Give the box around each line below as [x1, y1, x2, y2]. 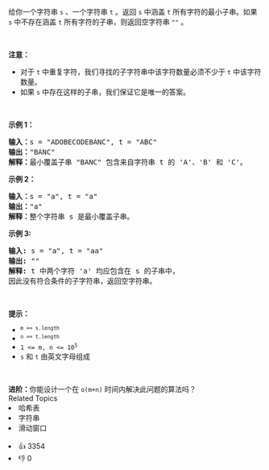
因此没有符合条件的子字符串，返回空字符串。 [8, 277, 157, 285]
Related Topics [8, 393, 58, 403]
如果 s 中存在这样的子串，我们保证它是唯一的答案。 [19, 87, 191, 97]
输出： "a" [8, 202, 43, 211]
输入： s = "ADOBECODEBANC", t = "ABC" [8, 138, 157, 147]
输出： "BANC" [8, 148, 56, 156]
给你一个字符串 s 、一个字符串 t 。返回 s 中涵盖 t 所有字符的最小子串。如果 [8, 7, 258, 16]
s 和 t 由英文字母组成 [19, 351, 90, 361]
